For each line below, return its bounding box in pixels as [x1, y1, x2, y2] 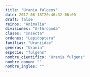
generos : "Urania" [5, 45, 44, 50]
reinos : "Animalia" [5, 21, 47, 27]
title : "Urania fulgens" [5, 7, 58, 13]
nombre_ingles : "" [5, 64, 44, 69]
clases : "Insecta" [5, 31, 44, 36]
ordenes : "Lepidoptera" [5, 36, 56, 41]
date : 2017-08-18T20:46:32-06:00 [5, 12, 76, 17]
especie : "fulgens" [5, 50, 47, 55]
